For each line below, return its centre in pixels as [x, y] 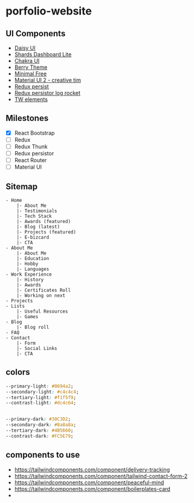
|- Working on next [41, 296]
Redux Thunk [31, 146]
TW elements [31, 99]
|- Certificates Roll [44, 290]
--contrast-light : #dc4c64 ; [41, 403]
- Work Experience [29, 274]
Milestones [27, 118]
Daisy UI [25, 48]
